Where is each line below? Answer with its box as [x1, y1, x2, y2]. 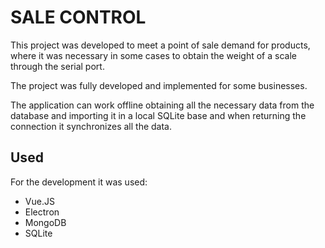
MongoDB [24, 216, 67, 228]
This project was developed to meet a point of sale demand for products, [10, 39, 311, 51]
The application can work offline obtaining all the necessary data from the [10, 99, 315, 111]
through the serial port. [10, 60, 105, 72]
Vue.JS [24, 195, 55, 207]
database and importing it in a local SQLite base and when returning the [10, 109, 307, 121]
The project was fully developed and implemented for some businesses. [10, 79, 308, 91]
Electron [24, 206, 60, 218]
